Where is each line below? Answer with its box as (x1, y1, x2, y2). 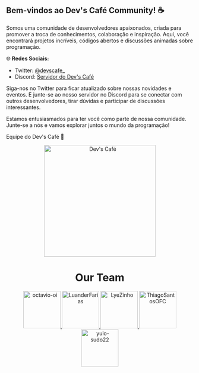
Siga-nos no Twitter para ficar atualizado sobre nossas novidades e (6, 85, 172, 92)
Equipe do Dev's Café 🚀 (6, 133, 64, 140)
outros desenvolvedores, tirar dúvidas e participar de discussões (6, 97, 165, 104)
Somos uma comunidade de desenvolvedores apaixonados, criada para (6, 24, 182, 32)
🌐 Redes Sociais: (6, 55, 49, 62)
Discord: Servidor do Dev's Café (14, 73, 94, 80)
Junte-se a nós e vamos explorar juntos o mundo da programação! (6, 122, 170, 129)
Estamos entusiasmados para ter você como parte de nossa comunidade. (6, 115, 187, 122)
